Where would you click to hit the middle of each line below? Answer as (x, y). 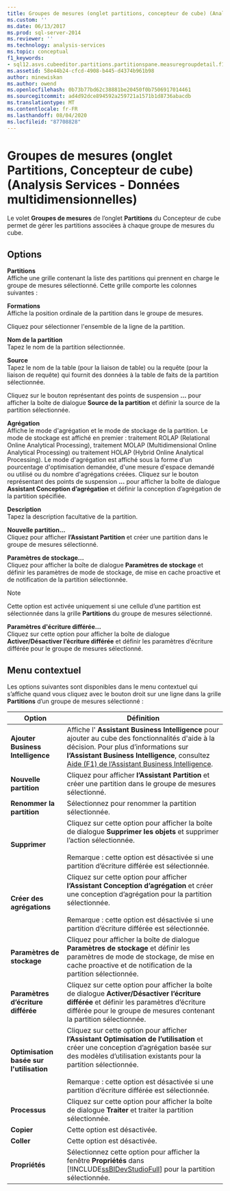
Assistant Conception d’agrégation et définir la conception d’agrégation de (114, 489)
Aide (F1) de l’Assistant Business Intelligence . (140, 764)
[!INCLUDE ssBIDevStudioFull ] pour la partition (141, 1169)
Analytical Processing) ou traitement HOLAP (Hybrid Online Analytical (105, 452)
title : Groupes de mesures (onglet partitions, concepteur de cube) (107, 13)
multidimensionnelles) (72, 199)
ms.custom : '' (27, 20)
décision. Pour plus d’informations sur (128, 747)
